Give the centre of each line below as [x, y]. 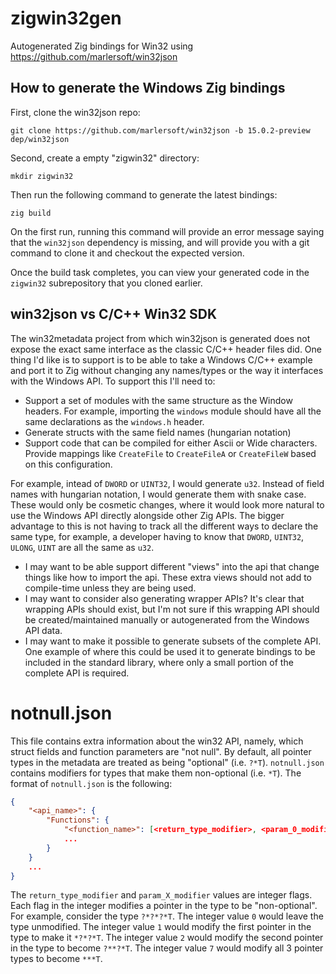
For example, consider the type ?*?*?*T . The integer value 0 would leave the [167, 916]
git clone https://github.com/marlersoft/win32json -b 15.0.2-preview [160, 130]
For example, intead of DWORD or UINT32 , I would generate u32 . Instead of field [167, 483]
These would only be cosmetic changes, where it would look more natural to [167, 504]
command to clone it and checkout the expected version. [127, 253]
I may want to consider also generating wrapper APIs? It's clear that [164, 598]
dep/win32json [40, 139]
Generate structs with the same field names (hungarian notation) [158, 432]
